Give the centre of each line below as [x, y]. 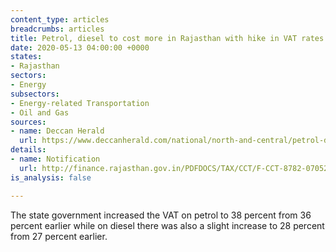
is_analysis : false [51, 177]
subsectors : [35, 94]
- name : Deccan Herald [57, 131]
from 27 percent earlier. [59, 236]
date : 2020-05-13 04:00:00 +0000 [80, 47]
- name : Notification [55, 159]
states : [26, 57]
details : [28, 150]
